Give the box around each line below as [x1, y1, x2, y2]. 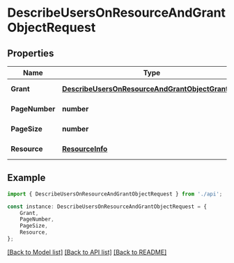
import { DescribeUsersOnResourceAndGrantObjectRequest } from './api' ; [7, 190, 223, 198]
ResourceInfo [61, 144, 108, 154]
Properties [7, 47, 54, 59]
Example [7, 172, 46, 184]
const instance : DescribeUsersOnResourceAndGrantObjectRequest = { [7, 203, 208, 210]
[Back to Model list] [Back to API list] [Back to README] [7, 248, 167, 256]
